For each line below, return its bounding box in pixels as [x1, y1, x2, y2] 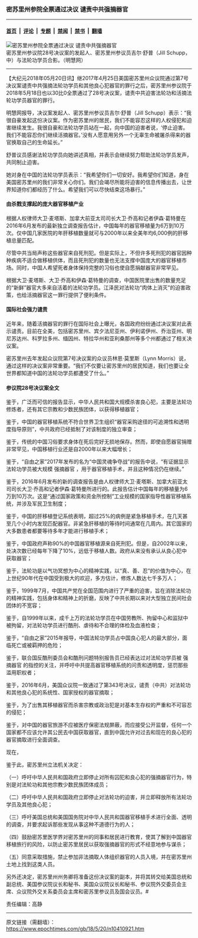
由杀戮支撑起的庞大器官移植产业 [6, 201, 84, 208]
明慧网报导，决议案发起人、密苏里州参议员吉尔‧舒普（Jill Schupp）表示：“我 [6, 109, 192, 116]
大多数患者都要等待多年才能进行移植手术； [6, 527, 110, 534]
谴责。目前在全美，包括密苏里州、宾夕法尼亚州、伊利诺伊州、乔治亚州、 [11, 327, 187, 334]
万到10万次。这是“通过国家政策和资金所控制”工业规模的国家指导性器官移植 [6, 493, 187, 500]
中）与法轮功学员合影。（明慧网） [6, 56, 87, 63]
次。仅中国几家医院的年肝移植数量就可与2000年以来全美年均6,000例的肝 [6, 229, 183, 237]
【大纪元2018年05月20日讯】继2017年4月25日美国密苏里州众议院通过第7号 [6, 74, 189, 81]
